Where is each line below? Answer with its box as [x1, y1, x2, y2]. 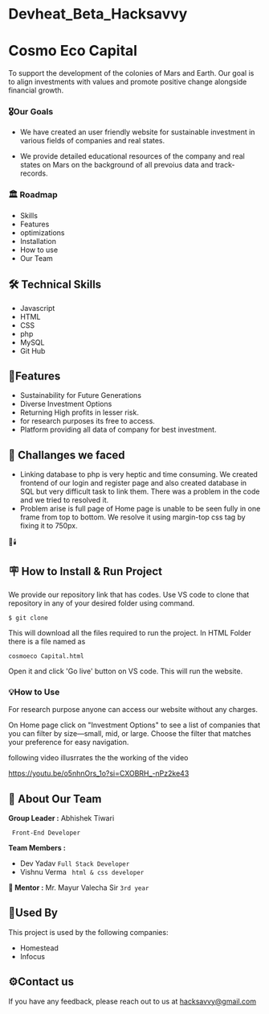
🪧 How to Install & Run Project [8, 565, 163, 578]
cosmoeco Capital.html [8, 652, 84, 660]
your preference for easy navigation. [8, 738, 129, 747]
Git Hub [19, 346, 46, 355]
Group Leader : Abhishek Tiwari [8, 813, 115, 823]
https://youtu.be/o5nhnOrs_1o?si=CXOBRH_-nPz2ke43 [8, 768, 190, 778]
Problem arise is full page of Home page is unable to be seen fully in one [19, 504, 261, 514]
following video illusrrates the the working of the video [8, 753, 189, 763]
